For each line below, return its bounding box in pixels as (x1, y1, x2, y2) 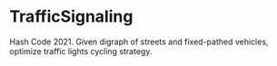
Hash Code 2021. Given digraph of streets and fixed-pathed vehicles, (9, 36, 269, 47)
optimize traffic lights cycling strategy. (9, 45, 153, 56)
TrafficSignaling (9, 6, 134, 27)
